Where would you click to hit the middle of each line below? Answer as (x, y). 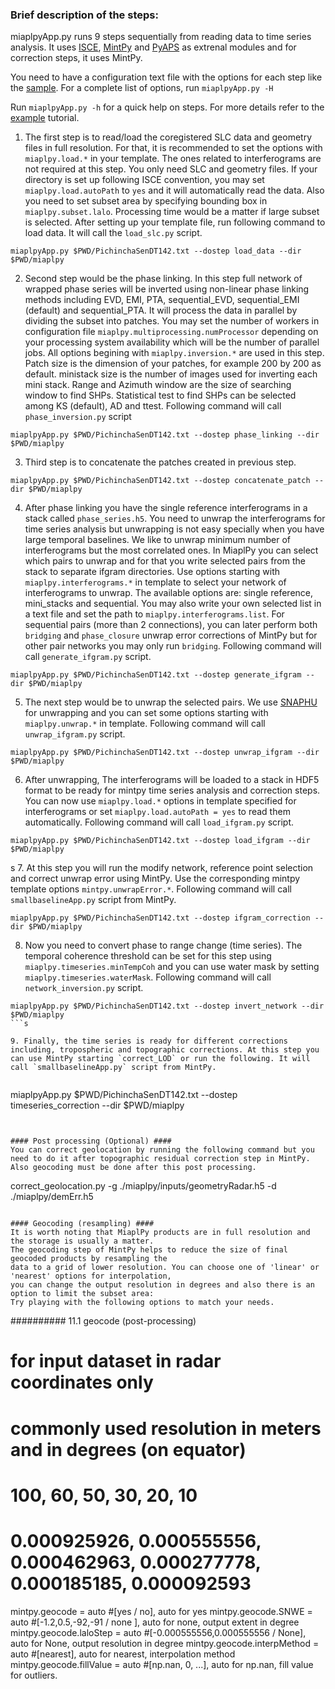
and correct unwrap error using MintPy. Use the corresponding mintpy (155, 879)
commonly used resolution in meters (166, 1428)
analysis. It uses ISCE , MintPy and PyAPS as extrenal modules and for (153, 47)
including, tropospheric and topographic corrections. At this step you (165, 1050)
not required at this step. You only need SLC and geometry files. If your (171, 169)
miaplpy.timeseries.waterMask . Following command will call (148, 977)
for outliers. (34, 1675)
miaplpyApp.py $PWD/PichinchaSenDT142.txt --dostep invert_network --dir (167, 1006)
